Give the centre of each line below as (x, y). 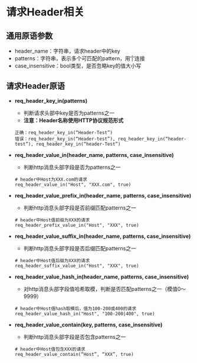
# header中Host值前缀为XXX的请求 (52, 220)
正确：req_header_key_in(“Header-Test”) (64, 133)
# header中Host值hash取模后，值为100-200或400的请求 (75, 308)
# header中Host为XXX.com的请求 (51, 179)
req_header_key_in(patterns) (51, 100)
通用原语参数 (29, 36)
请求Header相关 (45, 12)
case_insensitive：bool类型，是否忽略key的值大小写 (78, 66)
